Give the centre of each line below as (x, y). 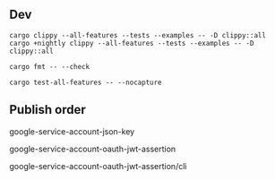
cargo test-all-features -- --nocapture (86, 82)
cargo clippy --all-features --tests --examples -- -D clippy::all (138, 35)
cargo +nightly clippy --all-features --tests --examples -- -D (132, 43)
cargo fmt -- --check (50, 66)
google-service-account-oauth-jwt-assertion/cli (98, 166)
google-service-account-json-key (72, 131)
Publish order (48, 110)
